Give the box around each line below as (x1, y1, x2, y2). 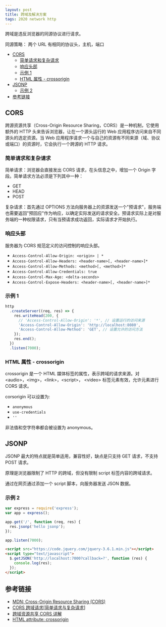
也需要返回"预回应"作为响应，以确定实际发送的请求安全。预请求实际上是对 (5, 210, 157, 216)
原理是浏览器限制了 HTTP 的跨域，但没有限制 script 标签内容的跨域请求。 (5, 470, 155, 476)
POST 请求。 (5, 459, 31, 465)
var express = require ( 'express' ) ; (5, 506, 79, 511)
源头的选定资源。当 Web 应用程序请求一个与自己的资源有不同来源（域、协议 (5, 135, 160, 141)
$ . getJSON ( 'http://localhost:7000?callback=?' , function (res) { (9, 556, 148, 561)
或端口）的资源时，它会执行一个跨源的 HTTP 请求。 (5, 141, 111, 147)
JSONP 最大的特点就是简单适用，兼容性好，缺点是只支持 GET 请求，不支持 (5, 453, 158, 459)
